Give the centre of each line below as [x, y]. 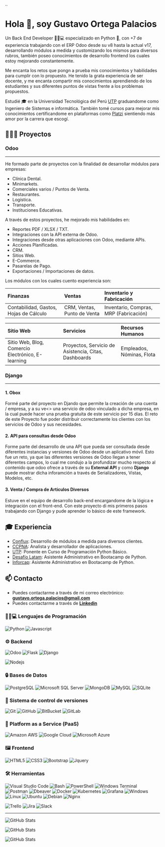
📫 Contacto [24, 578]
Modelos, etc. [19, 478]
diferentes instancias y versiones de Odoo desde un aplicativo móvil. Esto [80, 452]
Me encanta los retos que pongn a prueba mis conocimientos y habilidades [81, 70]
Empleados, [135, 348]
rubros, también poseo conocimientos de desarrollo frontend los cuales [77, 55]
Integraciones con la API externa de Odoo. [55, 234]
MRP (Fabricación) [126, 313]
